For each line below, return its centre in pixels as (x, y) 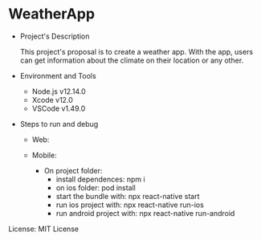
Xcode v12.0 (53, 100)
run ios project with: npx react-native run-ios (130, 205)
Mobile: (45, 155)
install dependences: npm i (101, 179)
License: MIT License (43, 229)
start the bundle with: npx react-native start (128, 196)
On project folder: (73, 170)
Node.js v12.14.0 (59, 91)
